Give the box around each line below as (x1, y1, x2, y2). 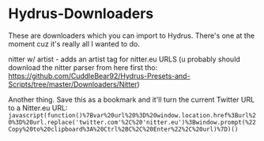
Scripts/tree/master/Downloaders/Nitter (8, 80, 138, 89)
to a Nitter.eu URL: (8, 103, 68, 113)
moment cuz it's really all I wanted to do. (8, 39, 140, 48)
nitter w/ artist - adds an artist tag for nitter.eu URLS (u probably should (8, 54, 241, 64)
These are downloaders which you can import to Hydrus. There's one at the (8, 31, 255, 40)
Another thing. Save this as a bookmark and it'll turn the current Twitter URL (8, 95, 255, 104)
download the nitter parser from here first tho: (8, 62, 158, 72)
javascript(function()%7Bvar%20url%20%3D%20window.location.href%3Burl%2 (8, 111, 257, 119)
